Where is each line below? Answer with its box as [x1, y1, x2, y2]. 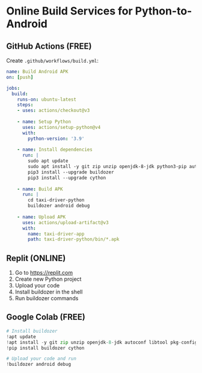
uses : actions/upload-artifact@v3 [22, 219, 109, 225]
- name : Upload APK [17, 214, 66, 220]
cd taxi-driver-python [28, 197, 85, 203]
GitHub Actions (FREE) [6, 41, 92, 51]
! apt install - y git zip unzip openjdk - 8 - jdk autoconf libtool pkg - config [6, 339, 198, 345]
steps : [17, 102, 34, 108]
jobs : [6, 85, 20, 91]
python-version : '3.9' [28, 136, 85, 142]
